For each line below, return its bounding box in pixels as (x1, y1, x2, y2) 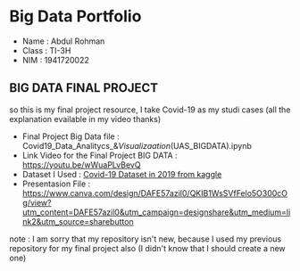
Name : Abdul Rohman (21, 36, 105, 46)
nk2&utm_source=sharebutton (21, 216, 134, 226)
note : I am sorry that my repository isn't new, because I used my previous (9, 234, 282, 244)
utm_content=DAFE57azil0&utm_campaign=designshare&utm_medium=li (21, 207, 291, 218)
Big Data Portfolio (9, 6, 142, 27)
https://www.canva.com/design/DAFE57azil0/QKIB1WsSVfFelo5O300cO (21, 187, 288, 198)
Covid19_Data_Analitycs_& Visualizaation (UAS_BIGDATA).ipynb (21, 140, 253, 151)
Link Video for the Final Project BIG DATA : (21, 150, 178, 160)
